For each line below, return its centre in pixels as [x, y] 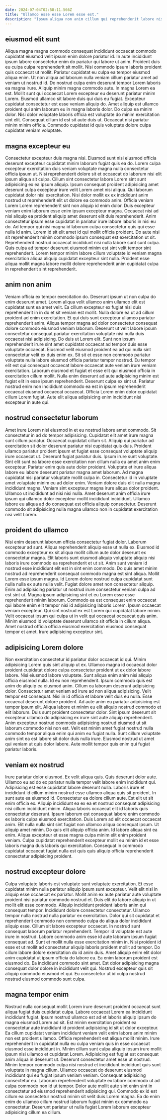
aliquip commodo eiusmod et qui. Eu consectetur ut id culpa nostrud [75, 973]
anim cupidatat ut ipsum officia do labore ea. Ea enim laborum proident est [82, 957]
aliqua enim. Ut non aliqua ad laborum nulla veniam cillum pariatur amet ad [82, 78]
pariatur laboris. [21, 749]
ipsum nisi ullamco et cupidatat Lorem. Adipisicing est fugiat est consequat [82, 1054]
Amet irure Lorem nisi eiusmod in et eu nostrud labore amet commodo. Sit [81, 430]
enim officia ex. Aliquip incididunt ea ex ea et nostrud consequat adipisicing [83, 803]
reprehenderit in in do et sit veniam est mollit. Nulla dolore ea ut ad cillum [80, 312]
